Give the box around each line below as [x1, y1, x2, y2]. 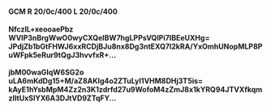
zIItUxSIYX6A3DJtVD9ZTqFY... [8, 93, 117, 103]
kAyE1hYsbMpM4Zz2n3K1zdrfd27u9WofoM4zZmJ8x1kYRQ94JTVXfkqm [8, 85, 263, 95]
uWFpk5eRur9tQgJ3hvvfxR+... [8, 50, 117, 60]
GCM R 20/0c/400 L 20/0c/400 [8, 6, 118, 16]
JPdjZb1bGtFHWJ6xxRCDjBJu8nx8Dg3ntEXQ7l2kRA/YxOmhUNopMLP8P [8, 41, 263, 52]
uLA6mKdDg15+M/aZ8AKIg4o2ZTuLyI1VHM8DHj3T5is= [8, 76, 204, 86]
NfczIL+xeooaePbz [8, 24, 74, 34]
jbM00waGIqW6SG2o [8, 67, 84, 77]
